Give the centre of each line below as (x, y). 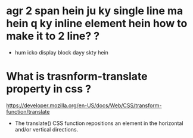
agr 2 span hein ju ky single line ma (95, 11)
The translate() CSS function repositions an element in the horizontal (99, 123)
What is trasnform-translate (77, 77)
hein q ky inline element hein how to (97, 23)
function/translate (28, 111)
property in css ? (49, 89)
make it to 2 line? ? (53, 36)
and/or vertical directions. (46, 129)
